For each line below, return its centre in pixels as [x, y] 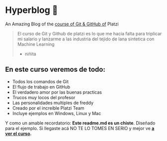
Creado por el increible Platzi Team [48, 108]
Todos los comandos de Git [40, 81]
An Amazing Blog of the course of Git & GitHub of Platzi [62, 24]
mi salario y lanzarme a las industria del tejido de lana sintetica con [86, 39]
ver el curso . [18, 134]
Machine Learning [36, 44]
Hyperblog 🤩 [32, 10]
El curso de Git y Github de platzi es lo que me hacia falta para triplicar [89, 33]
